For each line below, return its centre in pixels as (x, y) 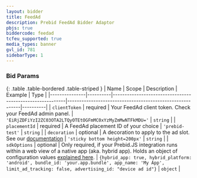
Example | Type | (27, 95)
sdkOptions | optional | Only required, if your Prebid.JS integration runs (92, 145)
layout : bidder (25, 11)
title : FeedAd (24, 17)
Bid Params (23, 76)
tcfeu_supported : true (34, 39)
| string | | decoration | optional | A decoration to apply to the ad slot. (105, 132)
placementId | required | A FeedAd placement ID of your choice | (84, 126)
